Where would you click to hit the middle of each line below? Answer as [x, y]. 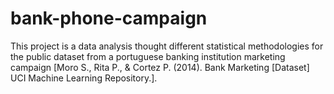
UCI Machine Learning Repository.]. [84, 78]
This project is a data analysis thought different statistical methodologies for [167, 46]
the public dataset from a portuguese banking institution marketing [148, 56]
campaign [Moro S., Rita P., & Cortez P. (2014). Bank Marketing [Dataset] [160, 67]
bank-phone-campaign [109, 18]
